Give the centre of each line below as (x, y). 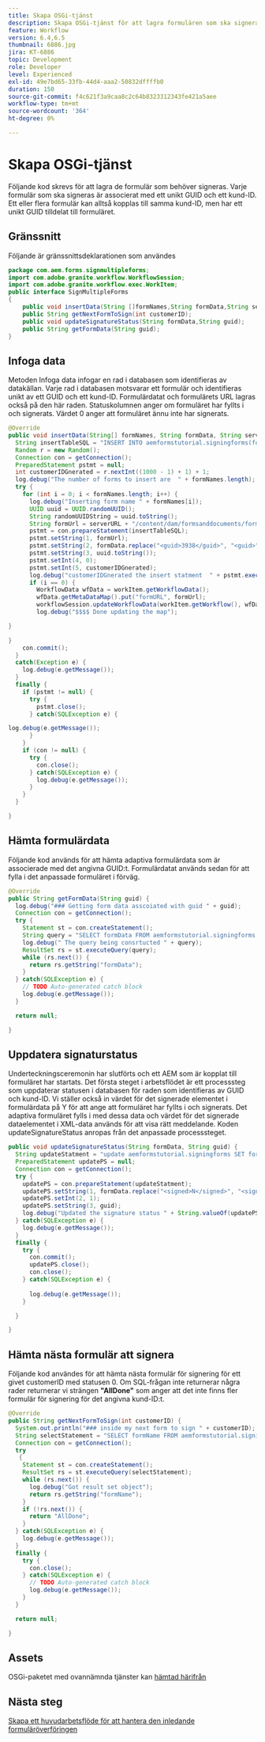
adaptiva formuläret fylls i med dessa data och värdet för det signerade (124, 1115)
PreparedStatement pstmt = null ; (70, 465)
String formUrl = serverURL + (78, 524)
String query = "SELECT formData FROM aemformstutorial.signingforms (139, 935)
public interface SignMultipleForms (68, 292)
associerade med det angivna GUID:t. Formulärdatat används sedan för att (129, 868)
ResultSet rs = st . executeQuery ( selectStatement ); (107, 1472)
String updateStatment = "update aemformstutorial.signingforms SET (130, 1155)
